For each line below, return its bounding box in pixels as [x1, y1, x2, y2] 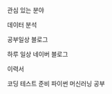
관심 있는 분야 [7, 6, 45, 14]
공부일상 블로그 [7, 35, 48, 44]
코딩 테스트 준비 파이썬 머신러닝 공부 [7, 79, 105, 88]
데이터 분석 [7, 21, 37, 29]
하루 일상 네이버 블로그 [7, 50, 68, 58]
